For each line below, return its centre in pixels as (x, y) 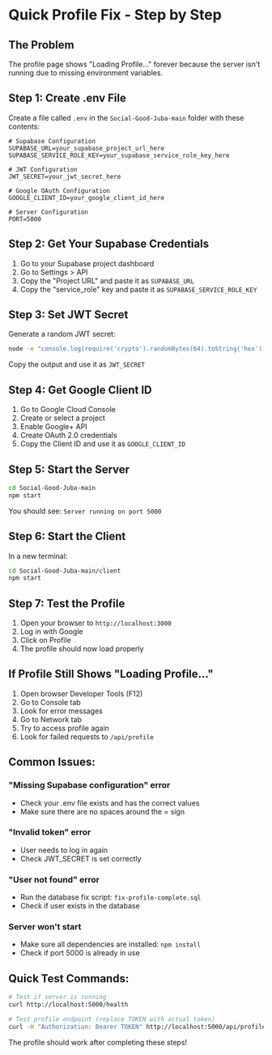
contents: (24, 126)
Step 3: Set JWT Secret (68, 315)
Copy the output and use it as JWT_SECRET (77, 364)
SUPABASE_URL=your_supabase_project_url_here (86, 148)
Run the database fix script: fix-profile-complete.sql (110, 897)
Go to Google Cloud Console (68, 410)
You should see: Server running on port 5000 (85, 511)
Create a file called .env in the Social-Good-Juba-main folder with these (126, 117)
